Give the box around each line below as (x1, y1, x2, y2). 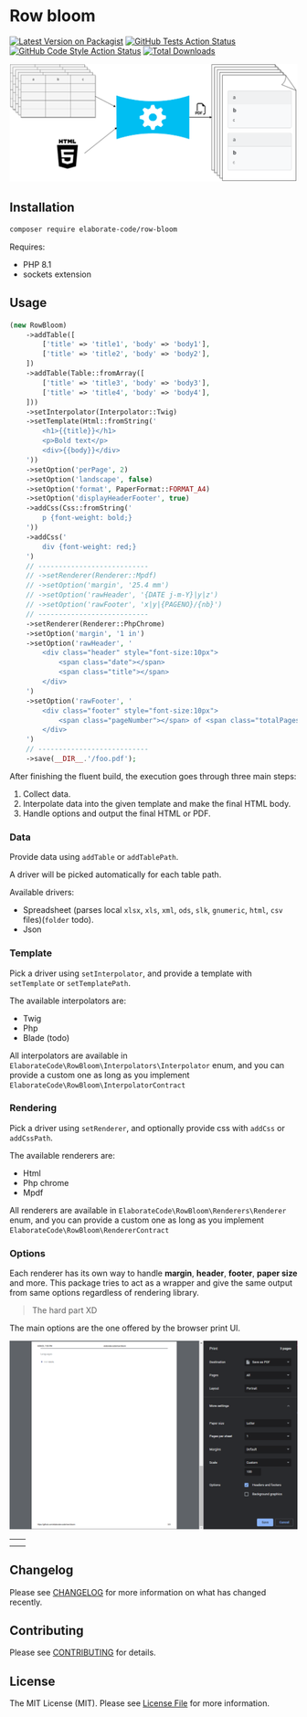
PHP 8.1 (22, 259, 52, 270)
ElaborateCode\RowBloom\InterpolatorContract (9, 1080, 185, 1090)
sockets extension (22, 269, 91, 280)
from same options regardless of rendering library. (9, 1288, 199, 1298)
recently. (9, 1596, 43, 1607)
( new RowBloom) (9, 321, 68, 330)
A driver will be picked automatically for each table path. (9, 869, 222, 880)
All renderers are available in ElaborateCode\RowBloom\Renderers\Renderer (9, 1204, 287, 1215)
